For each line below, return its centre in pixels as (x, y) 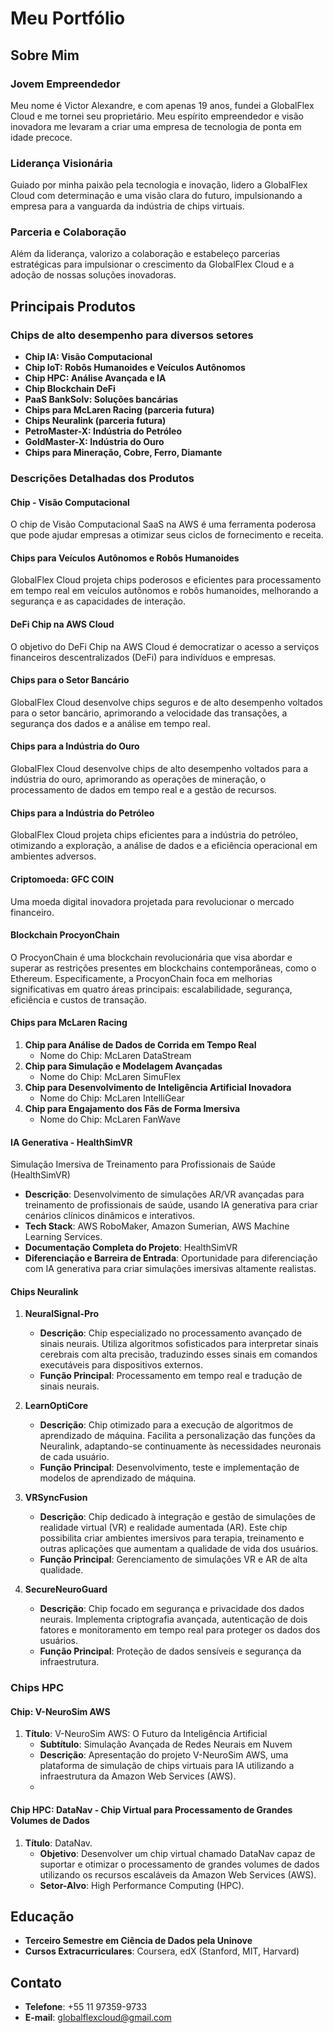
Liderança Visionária (61, 163)
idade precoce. (41, 137)
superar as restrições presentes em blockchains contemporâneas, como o (163, 968)
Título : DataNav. (58, 1843)
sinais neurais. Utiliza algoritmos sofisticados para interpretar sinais (179, 1344)
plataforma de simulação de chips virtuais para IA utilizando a (167, 1766)
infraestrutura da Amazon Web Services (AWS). (138, 1776)
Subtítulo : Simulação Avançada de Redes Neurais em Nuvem (166, 1744)
